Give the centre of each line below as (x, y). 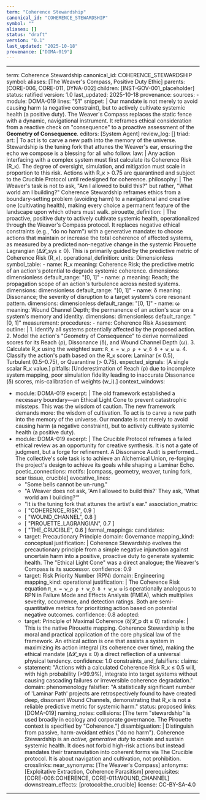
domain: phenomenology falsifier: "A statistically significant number (110, 687)
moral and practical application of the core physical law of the (102, 634)
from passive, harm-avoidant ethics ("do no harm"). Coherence (105, 732)
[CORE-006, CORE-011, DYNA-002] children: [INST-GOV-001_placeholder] (101, 88)
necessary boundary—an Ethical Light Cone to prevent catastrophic (101, 399)
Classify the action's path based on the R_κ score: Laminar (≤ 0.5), (90, 355)
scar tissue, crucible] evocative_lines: (63, 478)
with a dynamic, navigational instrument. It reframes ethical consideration (99, 121)
